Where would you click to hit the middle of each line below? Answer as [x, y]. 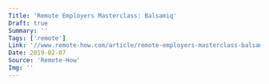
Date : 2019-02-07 [37, 53]
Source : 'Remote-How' [44, 61]
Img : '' [21, 68]
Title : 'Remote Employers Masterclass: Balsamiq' [93, 16]
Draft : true [28, 23]
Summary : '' [28, 30]
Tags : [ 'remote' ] [37, 38]
